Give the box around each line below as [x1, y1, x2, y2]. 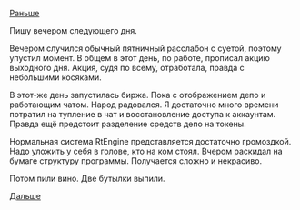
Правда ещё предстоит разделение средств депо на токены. [9, 118, 247, 129]
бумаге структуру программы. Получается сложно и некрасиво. [9, 155, 262, 166]
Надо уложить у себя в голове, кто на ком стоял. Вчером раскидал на [9, 145, 284, 156]
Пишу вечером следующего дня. [9, 25, 138, 35]
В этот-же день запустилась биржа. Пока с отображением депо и [9, 90, 266, 100]
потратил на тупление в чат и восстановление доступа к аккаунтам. [9, 109, 276, 119]
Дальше [9, 191, 41, 201]
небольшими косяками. [9, 72, 102, 83]
